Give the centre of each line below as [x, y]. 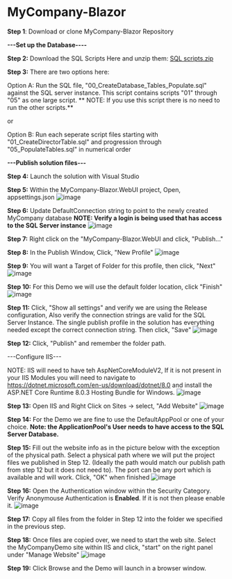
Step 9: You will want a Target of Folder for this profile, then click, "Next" [111, 266]
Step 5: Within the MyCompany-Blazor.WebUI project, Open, [94, 189]
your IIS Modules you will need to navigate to [72, 377]
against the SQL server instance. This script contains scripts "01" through [112, 93]
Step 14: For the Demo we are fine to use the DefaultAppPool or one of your [116, 419]
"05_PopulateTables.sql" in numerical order [69, 149]
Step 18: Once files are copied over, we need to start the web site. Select [111, 539]
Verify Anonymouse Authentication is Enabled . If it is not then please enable [116, 498]
